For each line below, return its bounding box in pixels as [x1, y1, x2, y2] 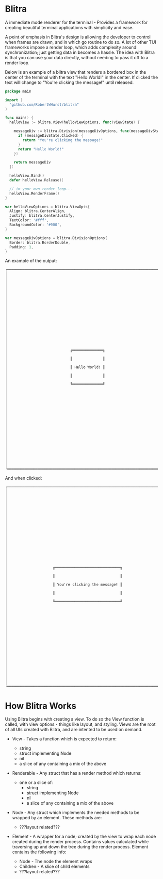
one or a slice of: [19, 780, 53, 785]
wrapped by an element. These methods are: [12, 815, 102, 821]
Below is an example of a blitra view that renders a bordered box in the [5, 69, 147, 75]
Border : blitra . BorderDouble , [9, 240, 70, 245]
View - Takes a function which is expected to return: [12, 736, 117, 742]
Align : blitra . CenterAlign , [9, 209, 66, 214]
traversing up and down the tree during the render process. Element [12, 844, 148, 850]
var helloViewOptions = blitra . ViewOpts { [5, 204, 90, 209]
